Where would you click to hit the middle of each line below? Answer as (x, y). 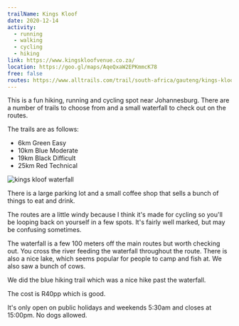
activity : (22, 27)
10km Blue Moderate (48, 151)
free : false (25, 73)
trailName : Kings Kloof (43, 14)
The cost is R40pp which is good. (57, 294)
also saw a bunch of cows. (47, 266)
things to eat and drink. (41, 201)
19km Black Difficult (47, 158)
